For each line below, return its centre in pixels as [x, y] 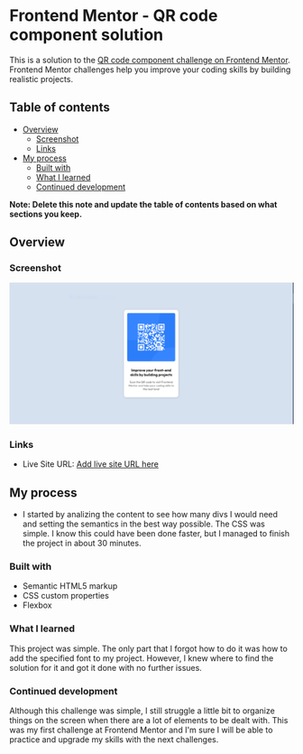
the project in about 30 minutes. [82, 544]
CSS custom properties [66, 596]
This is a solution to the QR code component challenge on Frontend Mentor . [150, 60]
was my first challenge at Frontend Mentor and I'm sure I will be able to [141, 730]
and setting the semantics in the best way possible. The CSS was [144, 524]
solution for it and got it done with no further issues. [106, 667]
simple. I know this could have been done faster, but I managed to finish [156, 534]
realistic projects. [41, 79]
